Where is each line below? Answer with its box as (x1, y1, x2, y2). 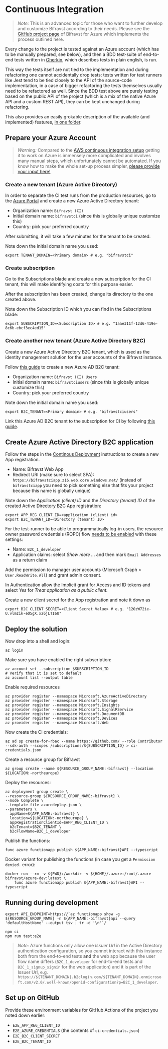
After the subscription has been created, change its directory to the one (5, 291, 153, 297)
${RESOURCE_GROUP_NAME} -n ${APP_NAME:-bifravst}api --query (5, 916, 136, 921)
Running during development (5, 898, 99, 907)
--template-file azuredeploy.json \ (5, 802, 82, 808)
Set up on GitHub (5, 994, 60, 1002)
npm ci (5, 929, 19, 935)
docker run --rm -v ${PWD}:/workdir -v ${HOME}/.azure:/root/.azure (5, 871, 151, 877)
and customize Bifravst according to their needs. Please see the (17, 25, 150, 31)
